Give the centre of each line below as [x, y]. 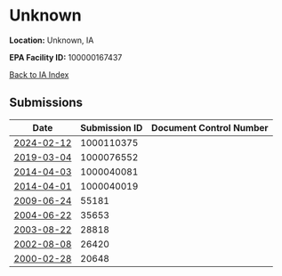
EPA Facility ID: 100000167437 [66, 57]
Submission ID [111, 127]
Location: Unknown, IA [52, 40]
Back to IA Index [39, 74]
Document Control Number [209, 127]
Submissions [46, 103]
